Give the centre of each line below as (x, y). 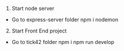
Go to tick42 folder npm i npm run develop (63, 42)
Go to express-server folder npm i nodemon (65, 19)
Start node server (33, 8)
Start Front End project (39, 31)
